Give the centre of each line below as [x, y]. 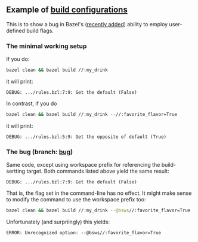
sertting [16, 171]
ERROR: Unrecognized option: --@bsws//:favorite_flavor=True [84, 233]
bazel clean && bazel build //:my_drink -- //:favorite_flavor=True [92, 114]
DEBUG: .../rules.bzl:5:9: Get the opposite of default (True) [86, 137]
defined [16, 30]
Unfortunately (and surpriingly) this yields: [58, 222]
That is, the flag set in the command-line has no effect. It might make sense [99, 193]
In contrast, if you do [32, 103]
